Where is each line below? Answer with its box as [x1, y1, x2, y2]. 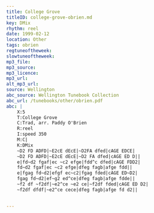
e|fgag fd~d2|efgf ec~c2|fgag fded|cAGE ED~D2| [17, 170, 138, 177]
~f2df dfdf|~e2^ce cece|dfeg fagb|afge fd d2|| [17, 187, 138, 193]
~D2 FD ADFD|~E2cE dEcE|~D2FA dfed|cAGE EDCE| [17, 148, 135, 154]
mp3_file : [6, 59, 31, 65]
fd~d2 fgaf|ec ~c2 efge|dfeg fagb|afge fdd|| [17, 165, 133, 171]
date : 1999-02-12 [6, 31, 50, 37]
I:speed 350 [17, 131, 47, 138]
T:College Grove [17, 114, 58, 120]
